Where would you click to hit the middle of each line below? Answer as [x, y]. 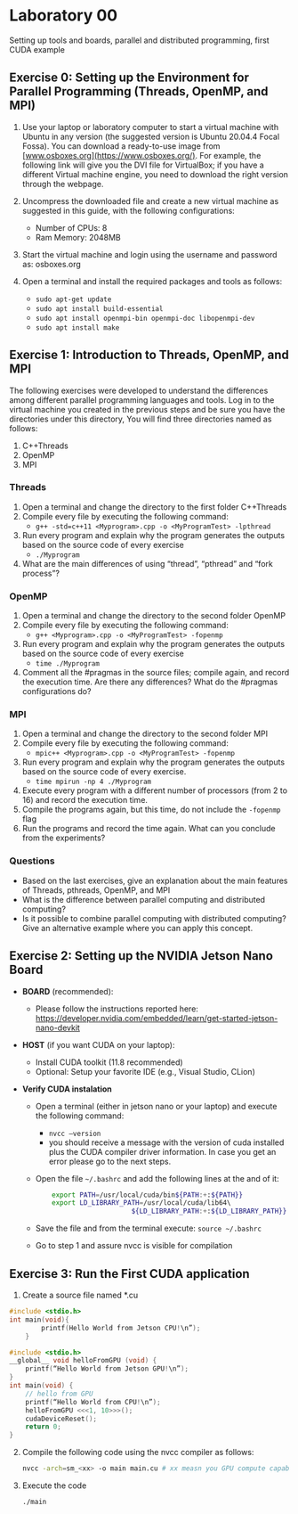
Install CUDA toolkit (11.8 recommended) [109, 1062]
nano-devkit [57, 1027]
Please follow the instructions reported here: [117, 1009]
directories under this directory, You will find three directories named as [141, 419]
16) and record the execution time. [85, 800]
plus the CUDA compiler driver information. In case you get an [162, 1151]
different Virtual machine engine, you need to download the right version [155, 174]
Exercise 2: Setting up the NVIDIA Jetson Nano [141, 956]
